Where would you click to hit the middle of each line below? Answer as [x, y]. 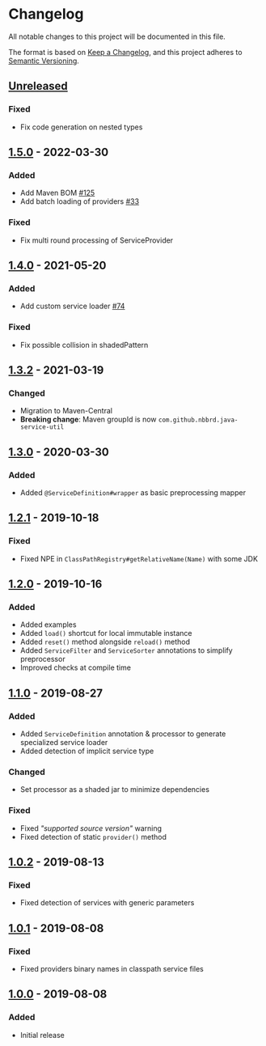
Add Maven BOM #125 [57, 193]
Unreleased [38, 86]
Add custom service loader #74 [72, 306]
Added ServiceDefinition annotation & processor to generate [123, 734]
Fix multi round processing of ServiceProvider [97, 240]
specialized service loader [64, 743]
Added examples [48, 625]
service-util [42, 427]
